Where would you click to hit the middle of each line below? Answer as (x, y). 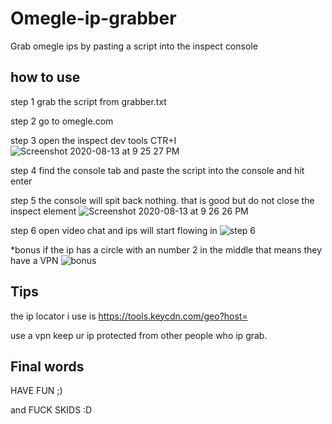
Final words (47, 366)
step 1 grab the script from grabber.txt (88, 101)
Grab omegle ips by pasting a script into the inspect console (134, 46)
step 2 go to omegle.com (62, 121)
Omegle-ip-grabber (93, 18)
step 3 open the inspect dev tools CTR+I (93, 140)
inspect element (43, 211)
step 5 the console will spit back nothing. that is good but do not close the (162, 200)
